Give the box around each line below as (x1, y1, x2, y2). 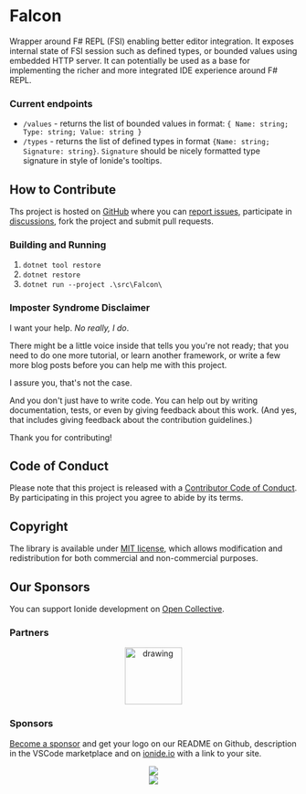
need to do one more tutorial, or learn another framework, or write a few (9, 349, 281, 361)
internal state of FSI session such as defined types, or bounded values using (9, 45, 298, 56)
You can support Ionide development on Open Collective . (9, 604, 226, 615)
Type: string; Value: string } (22, 128, 142, 137)
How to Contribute (9, 182, 117, 197)
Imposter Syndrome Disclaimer (9, 302, 151, 314)
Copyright (9, 518, 69, 535)
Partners (9, 627, 49, 639)
